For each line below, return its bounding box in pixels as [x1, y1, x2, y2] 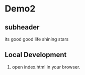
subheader [5, 23, 40, 31]
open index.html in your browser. [12, 63, 80, 70]
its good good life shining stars [5, 36, 69, 42]
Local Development [5, 50, 67, 59]
